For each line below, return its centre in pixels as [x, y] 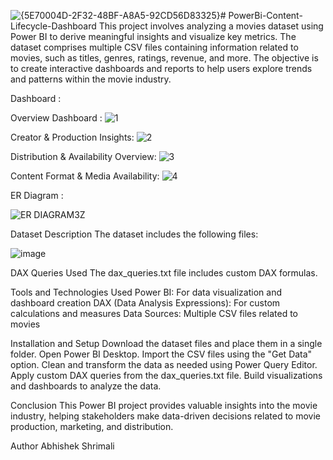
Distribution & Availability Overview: [83, 156]
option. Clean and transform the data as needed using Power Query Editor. [164, 364]
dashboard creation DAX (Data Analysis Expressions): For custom [145, 303]
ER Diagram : [37, 195]
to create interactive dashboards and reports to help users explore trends [161, 68]
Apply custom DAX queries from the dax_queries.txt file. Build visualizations [166, 375]
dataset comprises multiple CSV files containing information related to [154, 47]
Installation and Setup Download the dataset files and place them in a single [166, 343]
